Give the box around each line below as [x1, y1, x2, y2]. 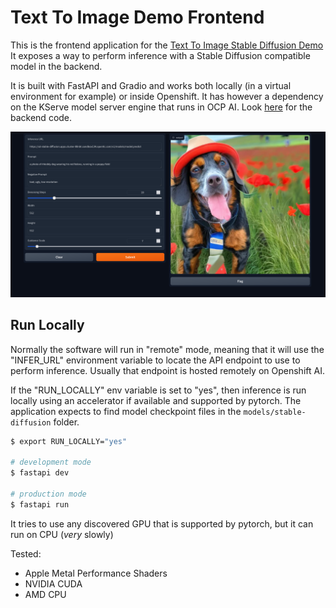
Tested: [10, 547, 42, 560]
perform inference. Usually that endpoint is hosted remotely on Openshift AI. [10, 364, 325, 376]
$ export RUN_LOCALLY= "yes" [10, 436, 128, 446]
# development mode [10, 457, 92, 468]
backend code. [10, 111, 73, 123]
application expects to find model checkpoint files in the [10, 405, 242, 417]
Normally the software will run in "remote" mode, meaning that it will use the [10, 343, 325, 355]
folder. [53, 416, 80, 428]
